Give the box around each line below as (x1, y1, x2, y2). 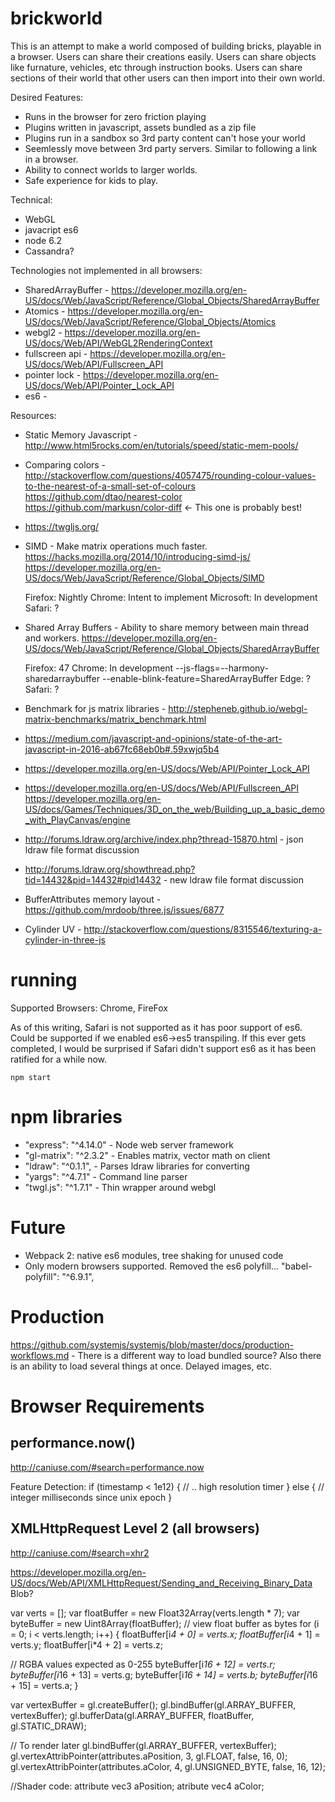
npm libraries (10, 1106, 123, 1129)
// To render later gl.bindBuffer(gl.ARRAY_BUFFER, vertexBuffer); (10, 1739, 277, 1751)
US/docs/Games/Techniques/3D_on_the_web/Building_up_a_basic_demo (24, 803, 325, 815)
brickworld (10, 7, 103, 30)
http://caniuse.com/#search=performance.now (10, 1461, 205, 1473)
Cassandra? (24, 245, 75, 257)
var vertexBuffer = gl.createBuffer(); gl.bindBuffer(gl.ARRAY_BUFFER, (10, 1698, 297, 1711)
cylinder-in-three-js (24, 933, 106, 946)
